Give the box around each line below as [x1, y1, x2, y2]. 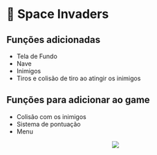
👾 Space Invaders [6, 6, 109, 22]
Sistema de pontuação [16, 120, 81, 128]
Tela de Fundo [16, 52, 58, 60]
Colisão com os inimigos [16, 112, 87, 120]
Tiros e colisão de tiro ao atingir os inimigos [16, 74, 141, 82]
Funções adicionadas [6, 34, 101, 46]
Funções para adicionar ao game [6, 94, 150, 106]
